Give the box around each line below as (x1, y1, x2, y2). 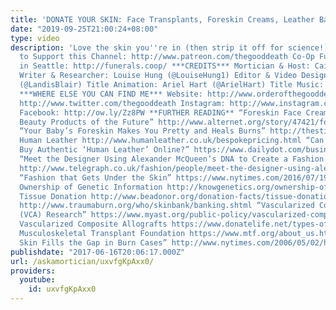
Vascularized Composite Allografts (19, 219, 168, 230)
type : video (10, 33, 60, 43)
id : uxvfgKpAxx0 (28, 284, 97, 295)
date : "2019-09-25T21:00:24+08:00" (10, 24, 159, 34)
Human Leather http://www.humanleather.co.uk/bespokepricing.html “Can (19, 136, 325, 146)
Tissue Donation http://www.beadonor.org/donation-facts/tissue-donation (19, 191, 333, 201)
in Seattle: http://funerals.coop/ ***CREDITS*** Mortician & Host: (19, 61, 311, 71)
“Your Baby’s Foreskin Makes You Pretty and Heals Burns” (19, 126, 267, 136)
